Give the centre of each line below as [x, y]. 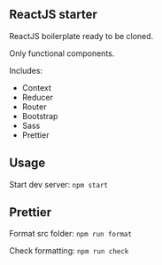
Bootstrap [40, 116]
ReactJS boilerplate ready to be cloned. [81, 36]
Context [36, 87]
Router [34, 107]
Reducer [38, 97]
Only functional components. [62, 53]
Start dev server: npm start [59, 184]
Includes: [26, 70]
